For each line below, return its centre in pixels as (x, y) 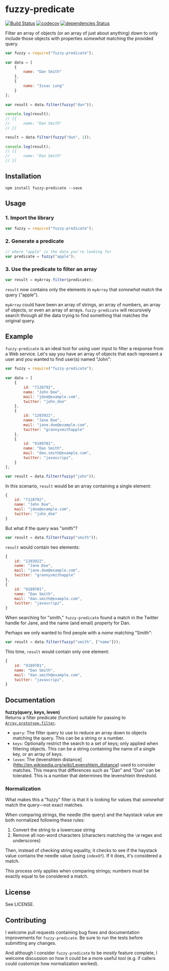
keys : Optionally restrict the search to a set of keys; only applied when (85, 743)
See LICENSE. (20, 904)
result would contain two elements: (43, 547)
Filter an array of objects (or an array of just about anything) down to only (81, 33)
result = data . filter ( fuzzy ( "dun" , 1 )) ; (48, 137)
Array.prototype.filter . (31, 723)
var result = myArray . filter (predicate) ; (49, 280)
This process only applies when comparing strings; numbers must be (77, 871)
